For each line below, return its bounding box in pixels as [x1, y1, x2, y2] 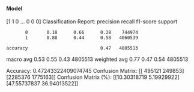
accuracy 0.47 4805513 [6, 45, 138, 51]
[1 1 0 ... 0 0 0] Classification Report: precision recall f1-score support [6, 18, 178, 25]
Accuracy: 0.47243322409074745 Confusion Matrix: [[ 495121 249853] [6, 68, 184, 75]
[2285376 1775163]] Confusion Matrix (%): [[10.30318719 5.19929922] [6, 73, 180, 81]
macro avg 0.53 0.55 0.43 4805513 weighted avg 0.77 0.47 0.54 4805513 [6, 56, 189, 63]
